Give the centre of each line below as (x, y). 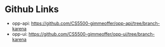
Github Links (32, 9)
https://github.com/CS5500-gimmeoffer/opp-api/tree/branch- (95, 23)
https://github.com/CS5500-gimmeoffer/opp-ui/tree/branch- (92, 34)
